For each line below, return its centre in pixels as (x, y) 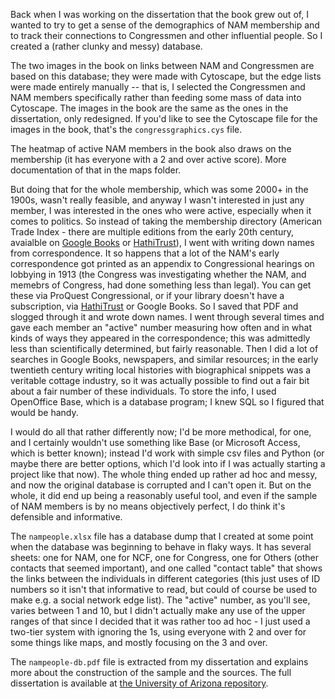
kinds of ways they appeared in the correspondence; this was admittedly (160, 338)
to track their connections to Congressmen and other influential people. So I (166, 35)
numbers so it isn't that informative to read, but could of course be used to (164, 589)
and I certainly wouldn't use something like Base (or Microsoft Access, (155, 442)
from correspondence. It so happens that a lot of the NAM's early (145, 253)
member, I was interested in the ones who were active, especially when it (161, 210)
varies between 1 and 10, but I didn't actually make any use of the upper (158, 610)
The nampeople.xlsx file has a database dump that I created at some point (162, 536)
